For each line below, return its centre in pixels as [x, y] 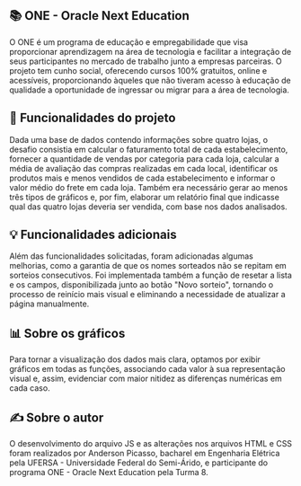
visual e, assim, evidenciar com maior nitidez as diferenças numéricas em [146, 379]
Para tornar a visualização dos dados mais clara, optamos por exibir [135, 359]
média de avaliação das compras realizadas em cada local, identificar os [144, 168]
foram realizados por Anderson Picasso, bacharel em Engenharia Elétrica [145, 454]
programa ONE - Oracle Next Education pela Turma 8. [109, 473]
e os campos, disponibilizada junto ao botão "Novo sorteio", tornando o [142, 285]
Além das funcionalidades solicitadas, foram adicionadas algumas [131, 256]
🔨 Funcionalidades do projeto [93, 118]
